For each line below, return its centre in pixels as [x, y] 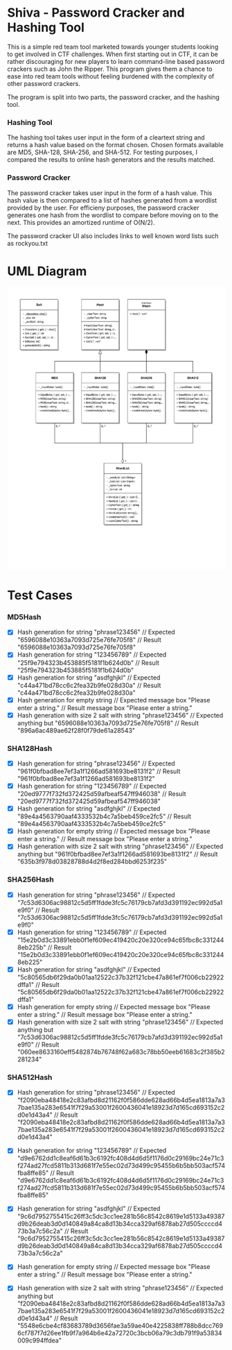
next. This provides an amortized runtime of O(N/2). [81, 222]
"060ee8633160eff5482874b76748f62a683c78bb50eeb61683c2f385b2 [121, 1052]
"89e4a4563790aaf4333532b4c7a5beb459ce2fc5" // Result [104, 816]
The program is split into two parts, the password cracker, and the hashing [114, 97]
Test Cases [40, 596]
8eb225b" [32, 947]
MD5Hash [24, 617]
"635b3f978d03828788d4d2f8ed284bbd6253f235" [92, 861]
